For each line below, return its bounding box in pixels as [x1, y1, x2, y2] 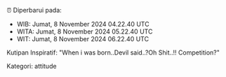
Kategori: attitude [6, 62, 57, 70]
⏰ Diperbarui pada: [6, 6, 62, 14]
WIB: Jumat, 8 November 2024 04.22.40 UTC [16, 20, 149, 28]
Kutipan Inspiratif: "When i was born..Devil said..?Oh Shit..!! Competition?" [6, 48, 220, 57]
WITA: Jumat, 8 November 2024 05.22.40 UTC [16, 27, 153, 36]
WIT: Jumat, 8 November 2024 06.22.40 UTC [16, 35, 149, 43]
